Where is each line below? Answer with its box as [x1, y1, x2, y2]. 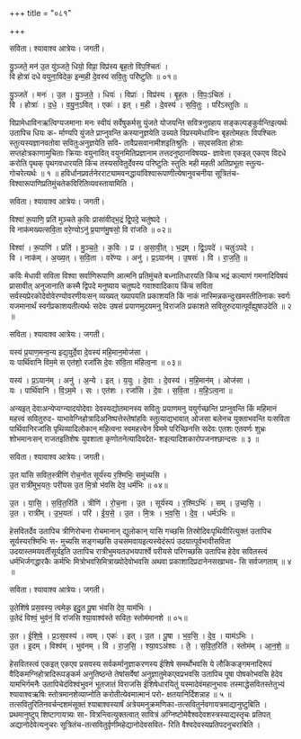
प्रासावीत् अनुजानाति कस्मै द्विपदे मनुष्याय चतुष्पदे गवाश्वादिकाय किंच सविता [9, 281, 213, 291]
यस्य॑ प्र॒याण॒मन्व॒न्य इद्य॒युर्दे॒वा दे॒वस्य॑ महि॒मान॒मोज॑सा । [9, 347, 149, 357]
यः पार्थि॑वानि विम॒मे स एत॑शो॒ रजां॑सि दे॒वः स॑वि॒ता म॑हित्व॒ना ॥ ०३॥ [9, 357, 181, 367]
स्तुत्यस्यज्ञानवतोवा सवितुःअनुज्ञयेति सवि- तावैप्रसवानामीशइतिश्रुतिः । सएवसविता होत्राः [9, 138, 243, 148]
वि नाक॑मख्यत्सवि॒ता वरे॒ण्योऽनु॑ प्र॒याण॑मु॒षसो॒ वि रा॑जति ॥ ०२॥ [9, 224, 172, 235]
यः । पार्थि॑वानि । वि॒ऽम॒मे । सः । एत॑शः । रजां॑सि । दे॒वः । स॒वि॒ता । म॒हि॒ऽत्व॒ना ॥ [9, 385, 234, 395]
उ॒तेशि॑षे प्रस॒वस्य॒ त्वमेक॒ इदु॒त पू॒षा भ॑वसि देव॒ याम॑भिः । [9, 602, 153, 613]
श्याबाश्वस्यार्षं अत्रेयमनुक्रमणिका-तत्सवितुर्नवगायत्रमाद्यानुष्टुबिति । [87, 699, 268, 709]
